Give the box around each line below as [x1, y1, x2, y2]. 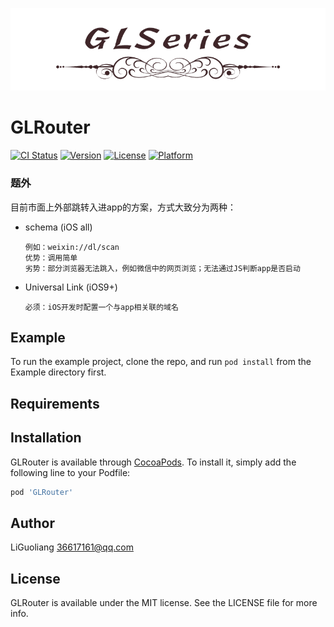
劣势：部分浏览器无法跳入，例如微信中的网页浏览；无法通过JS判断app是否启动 [24, 263, 301, 273]
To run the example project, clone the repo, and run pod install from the [10, 356, 312, 368]
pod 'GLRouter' [10, 487, 74, 497]
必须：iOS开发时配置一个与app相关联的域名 [24, 302, 179, 312]
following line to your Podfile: [10, 466, 131, 478]
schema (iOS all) [24, 221, 93, 233]
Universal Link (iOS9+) [24, 281, 118, 293]
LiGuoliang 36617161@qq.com [10, 541, 134, 553]
